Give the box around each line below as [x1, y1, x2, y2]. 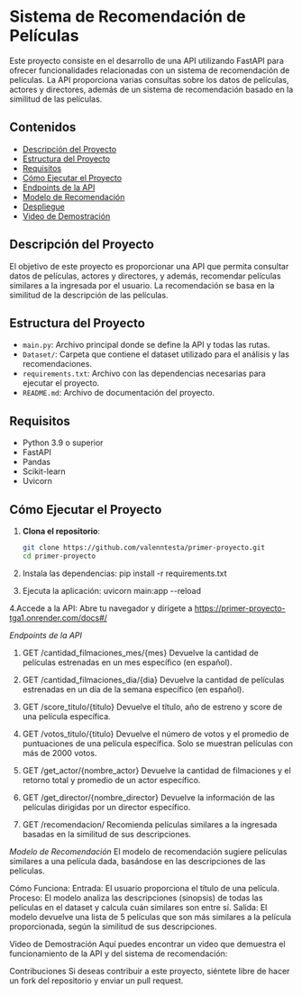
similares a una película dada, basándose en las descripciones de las [9, 855, 266, 866]
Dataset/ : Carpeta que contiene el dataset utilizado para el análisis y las [22, 349, 290, 360]
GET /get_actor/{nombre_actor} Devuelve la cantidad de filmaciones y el [22, 764, 291, 776]
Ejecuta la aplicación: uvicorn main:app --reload [22, 585, 201, 596]
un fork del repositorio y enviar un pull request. [9, 975, 184, 986]
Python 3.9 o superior [22, 437, 104, 448]
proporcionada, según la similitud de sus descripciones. [9, 921, 217, 932]
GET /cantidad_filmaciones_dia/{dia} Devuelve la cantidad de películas [22, 674, 285, 685]
